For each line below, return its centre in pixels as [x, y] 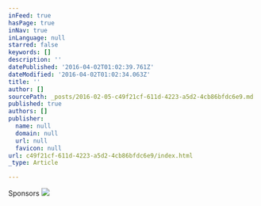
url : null [31, 141]
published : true [35, 104]
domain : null [37, 133]
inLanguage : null [37, 38]
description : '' [35, 60]
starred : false [33, 45]
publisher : [26, 119]
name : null [33, 126]
